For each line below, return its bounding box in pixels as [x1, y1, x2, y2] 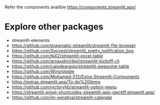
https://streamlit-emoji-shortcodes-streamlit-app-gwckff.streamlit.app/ [11, 89, 155, 95]
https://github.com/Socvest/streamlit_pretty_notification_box [11, 47, 134, 53]
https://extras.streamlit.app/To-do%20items [11, 79, 101, 84]
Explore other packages [4, 21, 104, 32]
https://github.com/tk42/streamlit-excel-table [11, 53, 103, 59]
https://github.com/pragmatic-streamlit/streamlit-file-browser [11, 42, 136, 48]
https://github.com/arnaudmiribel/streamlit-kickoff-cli [11, 58, 120, 64]
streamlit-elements [11, 37, 50, 43]
